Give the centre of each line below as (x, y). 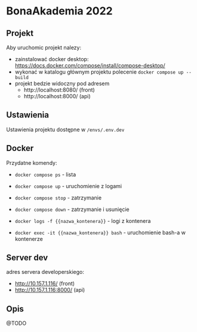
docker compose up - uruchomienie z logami (68, 186)
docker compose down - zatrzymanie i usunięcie (72, 209)
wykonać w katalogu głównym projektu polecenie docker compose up (99, 72)
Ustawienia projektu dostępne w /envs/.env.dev (65, 129)
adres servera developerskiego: (45, 272)
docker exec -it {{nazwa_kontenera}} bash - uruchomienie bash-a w (100, 233)
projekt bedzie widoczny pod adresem (62, 83)
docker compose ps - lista (45, 174)
